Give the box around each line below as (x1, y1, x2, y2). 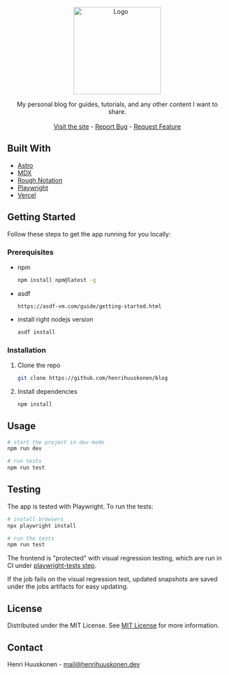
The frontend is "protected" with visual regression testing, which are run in (7, 554, 222, 562)
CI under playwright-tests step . (7, 562, 97, 570)
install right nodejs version (17, 315, 94, 323)
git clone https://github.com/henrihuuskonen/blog (17, 374, 168, 381)
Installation (7, 345, 47, 355)
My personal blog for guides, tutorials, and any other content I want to (16, 100, 219, 108)
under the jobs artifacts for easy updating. (7, 583, 128, 591)
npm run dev (7, 445, 42, 453)
